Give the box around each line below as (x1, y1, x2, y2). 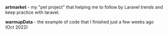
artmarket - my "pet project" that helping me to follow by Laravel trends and (5, 4, 163, 10)
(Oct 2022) (5, 24, 28, 30)
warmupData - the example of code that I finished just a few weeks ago (5, 19, 154, 25)
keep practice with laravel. (5, 9, 60, 15)
